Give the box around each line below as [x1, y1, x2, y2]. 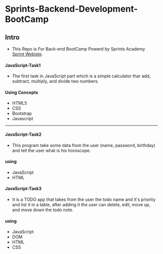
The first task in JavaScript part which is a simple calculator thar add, [12, 73, 151, 79]
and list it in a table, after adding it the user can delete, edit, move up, [12, 202, 151, 208]
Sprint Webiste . [12, 51, 43, 57]
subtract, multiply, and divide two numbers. [12, 78, 99, 84]
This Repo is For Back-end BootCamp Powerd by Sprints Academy [12, 46, 146, 52]
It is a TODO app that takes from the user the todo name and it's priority [12, 197, 156, 202]
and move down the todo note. [12, 207, 74, 213]
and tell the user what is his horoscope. [12, 147, 91, 153]
